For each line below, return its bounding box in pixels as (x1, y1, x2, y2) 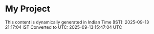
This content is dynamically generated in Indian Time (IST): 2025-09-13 (5, 19, 149, 25)
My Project (5, 3, 50, 14)
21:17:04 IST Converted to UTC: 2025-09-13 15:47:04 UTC (5, 24, 122, 30)
